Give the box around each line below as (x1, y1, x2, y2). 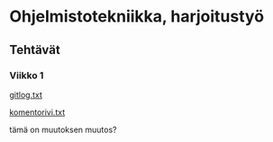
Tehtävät (9, 42, 60, 58)
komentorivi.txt (9, 106, 66, 118)
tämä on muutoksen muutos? (9, 124, 117, 135)
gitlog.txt (9, 89, 43, 100)
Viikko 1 (9, 69, 44, 82)
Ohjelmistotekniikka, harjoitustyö (9, 6, 264, 27)
